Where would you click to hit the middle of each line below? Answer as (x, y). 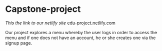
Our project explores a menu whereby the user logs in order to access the (81, 32)
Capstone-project (43, 9)
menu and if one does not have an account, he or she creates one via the (80, 38)
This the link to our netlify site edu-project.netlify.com (60, 23)
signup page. (19, 43)
